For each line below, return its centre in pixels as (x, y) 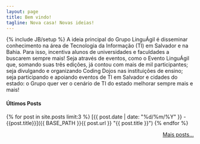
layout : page (22, 12)
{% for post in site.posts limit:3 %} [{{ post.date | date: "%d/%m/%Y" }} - (96, 117)
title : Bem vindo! (29, 17)
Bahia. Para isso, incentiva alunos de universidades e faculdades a (88, 52)
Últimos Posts (24, 103)
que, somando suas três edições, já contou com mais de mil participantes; (97, 65)
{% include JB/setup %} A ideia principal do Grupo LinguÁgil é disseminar (97, 40)
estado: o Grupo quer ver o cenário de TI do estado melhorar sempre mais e (100, 84)
